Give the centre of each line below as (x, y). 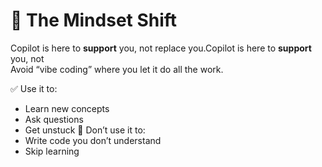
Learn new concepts (67, 108)
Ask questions (54, 119)
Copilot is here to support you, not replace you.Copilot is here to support (161, 48)
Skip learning (52, 151)
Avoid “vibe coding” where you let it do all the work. (117, 69)
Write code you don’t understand (93, 140)
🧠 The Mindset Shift (94, 20)
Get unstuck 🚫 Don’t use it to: (85, 130)
